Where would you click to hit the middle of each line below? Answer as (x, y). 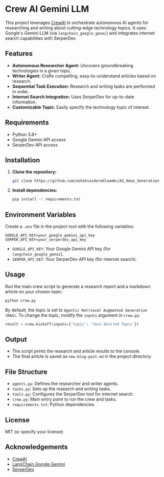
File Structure (26, 372)
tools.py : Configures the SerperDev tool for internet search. (73, 394)
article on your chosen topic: (34, 291)
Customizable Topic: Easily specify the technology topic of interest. (81, 107)
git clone (22, 181)
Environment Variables (41, 214)
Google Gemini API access (39, 139)
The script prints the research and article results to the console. (76, 351)
